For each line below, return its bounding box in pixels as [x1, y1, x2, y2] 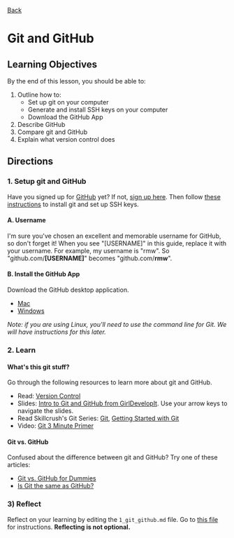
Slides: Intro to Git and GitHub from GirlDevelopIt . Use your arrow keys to [17, 399, 228, 408]
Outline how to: [17, 90, 61, 99]
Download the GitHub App [27, 113, 103, 121]
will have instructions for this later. [7, 328, 106, 336]
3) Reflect [7, 499, 42, 509]
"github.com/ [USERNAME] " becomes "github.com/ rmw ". [7, 254, 173, 262]
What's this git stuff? [7, 363, 70, 371]
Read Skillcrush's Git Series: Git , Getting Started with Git [17, 414, 180, 423]
